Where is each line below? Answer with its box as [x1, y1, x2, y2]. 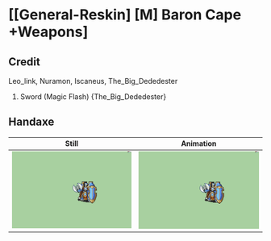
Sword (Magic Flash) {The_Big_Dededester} [19, 92, 167, 102]
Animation [181, 139, 217, 148]
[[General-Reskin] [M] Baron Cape [8, 6, 242, 24]
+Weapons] [8, 23, 89, 41]
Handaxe [8, 115, 55, 129]
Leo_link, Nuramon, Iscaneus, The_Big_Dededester [8, 77, 178, 85]
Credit [8, 55, 40, 69]
